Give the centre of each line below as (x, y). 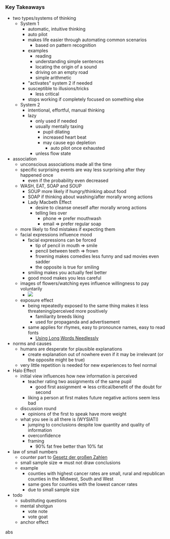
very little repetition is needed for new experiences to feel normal (88, 365)
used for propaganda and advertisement (78, 322)
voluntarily (31, 289)
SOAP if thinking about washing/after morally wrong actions (90, 197)
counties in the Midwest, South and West (71, 479)
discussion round (38, 409)
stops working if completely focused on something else (86, 99)
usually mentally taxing (59, 126)
